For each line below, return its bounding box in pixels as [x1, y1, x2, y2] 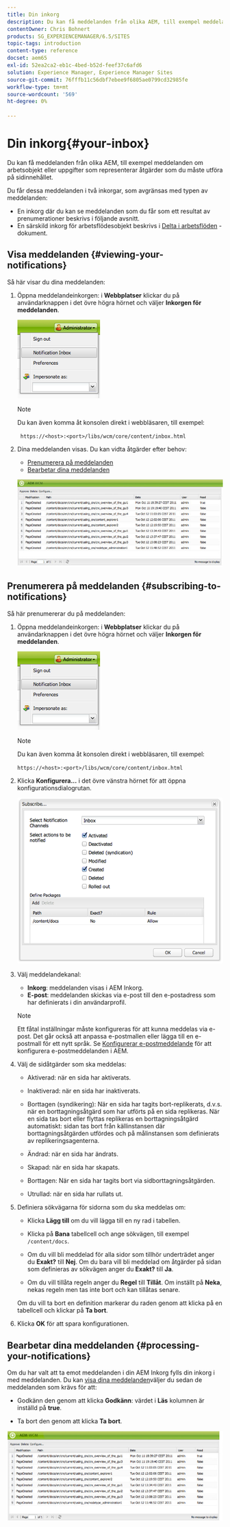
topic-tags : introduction [7, 40, 81, 47]
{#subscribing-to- [141, 581, 221, 592]
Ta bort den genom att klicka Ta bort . [16, 1417, 123, 1425]
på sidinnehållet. [7, 172, 53, 181]
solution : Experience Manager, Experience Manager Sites [7, 69, 173, 76]
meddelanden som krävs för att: [7, 1383, 97, 1391]
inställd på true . [16, 1404, 62, 1412]
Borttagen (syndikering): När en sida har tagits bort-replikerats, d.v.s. [27, 1100, 222, 1108]
